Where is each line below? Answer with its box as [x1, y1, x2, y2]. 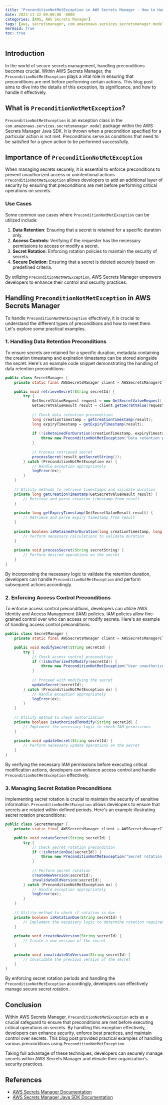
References [5, 1075, 42, 1084]
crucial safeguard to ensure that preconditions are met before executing [5, 1019, 153, 1025]
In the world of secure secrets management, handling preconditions [5, 62, 145, 68]
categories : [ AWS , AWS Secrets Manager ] [5, 17, 91, 22]
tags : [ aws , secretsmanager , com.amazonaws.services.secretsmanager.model [5, 21, 164, 27]
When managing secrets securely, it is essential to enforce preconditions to [5, 166, 160, 172]
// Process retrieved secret [31, 450, 93, 455]
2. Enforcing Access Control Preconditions [5, 594, 111, 601]
